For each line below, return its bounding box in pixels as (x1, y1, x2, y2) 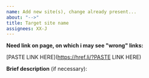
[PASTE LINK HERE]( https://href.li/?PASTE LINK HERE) (6, 53, 142, 61)
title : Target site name (6, 20, 69, 26)
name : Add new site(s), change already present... (6, 8, 137, 15)
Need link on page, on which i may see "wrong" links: (6, 42, 144, 49)
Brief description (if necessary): (6, 65, 88, 73)
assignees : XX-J (6, 25, 47, 32)
